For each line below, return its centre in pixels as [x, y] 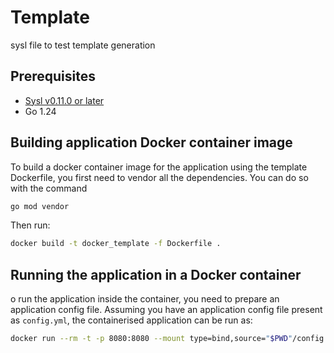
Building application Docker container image [151, 142]
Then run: [30, 225]
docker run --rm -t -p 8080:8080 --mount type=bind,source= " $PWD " [151, 339]
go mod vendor [40, 206]
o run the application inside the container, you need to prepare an [145, 299]
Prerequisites [53, 76]
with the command [49, 188]
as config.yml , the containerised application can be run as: [131, 320]
